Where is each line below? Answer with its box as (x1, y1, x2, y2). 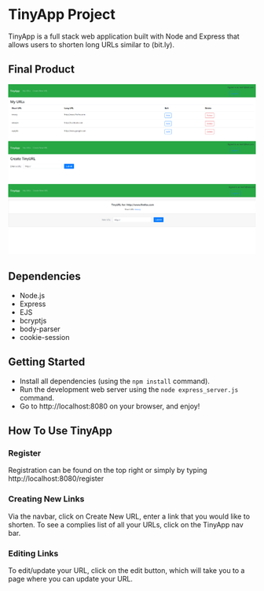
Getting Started (8, 356, 86, 369)
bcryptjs (19, 316, 47, 325)
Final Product (8, 63, 75, 76)
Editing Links (8, 548, 59, 559)
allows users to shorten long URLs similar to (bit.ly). (8, 39, 175, 49)
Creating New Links (8, 493, 85, 504)
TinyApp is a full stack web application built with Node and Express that (8, 31, 240, 41)
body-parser (19, 324, 60, 334)
